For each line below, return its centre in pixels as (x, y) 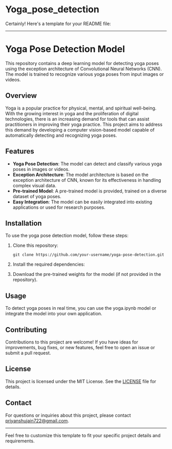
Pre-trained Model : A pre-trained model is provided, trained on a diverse (90, 191)
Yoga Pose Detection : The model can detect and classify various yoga (87, 164)
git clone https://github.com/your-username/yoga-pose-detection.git (89, 255)
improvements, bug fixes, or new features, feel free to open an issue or (80, 347)
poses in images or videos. (41, 169)
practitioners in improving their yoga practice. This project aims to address (84, 124)
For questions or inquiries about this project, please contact (68, 415)
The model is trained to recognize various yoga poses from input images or (84, 74)
